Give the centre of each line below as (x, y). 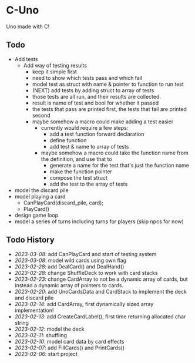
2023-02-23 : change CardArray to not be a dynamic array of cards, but (101, 279)
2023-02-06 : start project (46, 354)
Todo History (30, 240)
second (41, 115)
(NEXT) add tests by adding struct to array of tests (93, 90)
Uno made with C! (28, 26)
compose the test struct (78, 177)
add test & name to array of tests (89, 146)
